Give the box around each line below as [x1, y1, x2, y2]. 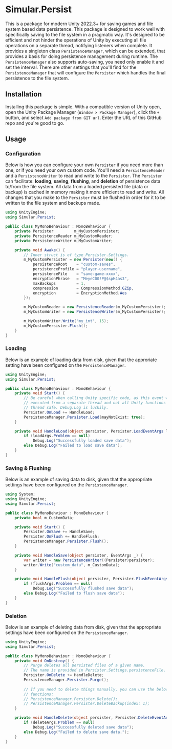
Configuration [5, 150, 41, 157]
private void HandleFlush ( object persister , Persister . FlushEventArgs [14, 576, 168, 582]
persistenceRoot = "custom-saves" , [32, 262, 116, 267]
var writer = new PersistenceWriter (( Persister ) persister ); [24, 558, 155, 563]
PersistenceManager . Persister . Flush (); [24, 539, 109, 544]
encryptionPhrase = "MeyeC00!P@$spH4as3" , [32, 276, 130, 281]
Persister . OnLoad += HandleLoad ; [24, 409, 95, 415]
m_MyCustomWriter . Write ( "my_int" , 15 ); [24, 319, 109, 324]
